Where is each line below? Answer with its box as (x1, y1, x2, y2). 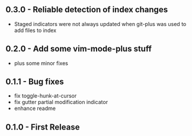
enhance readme (14, 105, 56, 112)
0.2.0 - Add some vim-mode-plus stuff (5, 44, 152, 54)
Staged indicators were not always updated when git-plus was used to (14, 20, 187, 27)
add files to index (14, 27, 57, 34)
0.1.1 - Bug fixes (5, 77, 65, 87)
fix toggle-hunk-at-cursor (14, 92, 77, 99)
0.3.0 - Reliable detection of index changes (5, 5, 168, 15)
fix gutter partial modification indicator (14, 99, 108, 106)
